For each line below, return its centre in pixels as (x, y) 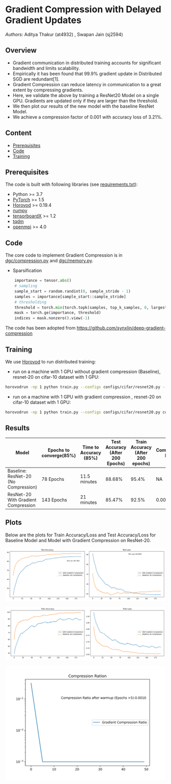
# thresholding (31, 302)
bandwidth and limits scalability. (46, 68)
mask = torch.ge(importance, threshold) (58, 313)
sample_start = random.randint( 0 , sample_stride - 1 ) (73, 291)
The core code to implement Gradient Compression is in (64, 255)
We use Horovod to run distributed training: (51, 362)
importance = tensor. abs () (43, 281)
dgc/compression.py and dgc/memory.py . (49, 261)
